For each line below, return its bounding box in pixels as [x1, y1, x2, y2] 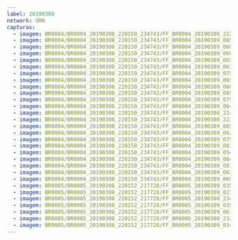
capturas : [6, 23, 36, 31]
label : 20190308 [6, 10, 55, 18]
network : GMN [6, 17, 45, 24]
